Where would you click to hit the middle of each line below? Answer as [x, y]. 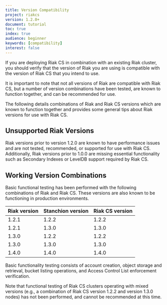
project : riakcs [22, 15]
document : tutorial [26, 24]
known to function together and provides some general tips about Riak [79, 109]
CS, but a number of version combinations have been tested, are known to [83, 88]
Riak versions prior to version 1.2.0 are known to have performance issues [83, 143]
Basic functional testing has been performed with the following [71, 188]
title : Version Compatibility [37, 10]
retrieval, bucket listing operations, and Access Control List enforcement [81, 271]
